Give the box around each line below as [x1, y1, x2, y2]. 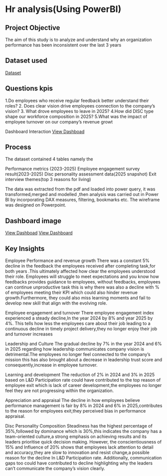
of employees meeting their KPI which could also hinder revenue [5, 289, 138, 295]
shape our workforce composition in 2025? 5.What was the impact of [5, 113, 148, 119]
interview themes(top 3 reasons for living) [5, 176, 91, 182]
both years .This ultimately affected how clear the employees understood [5, 268, 156, 274]
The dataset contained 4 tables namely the [5, 156, 93, 162]
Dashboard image [5, 216, 61, 225]
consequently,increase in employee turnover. [5, 362, 98, 368]
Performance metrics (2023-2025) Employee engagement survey [5, 166, 140, 172]
